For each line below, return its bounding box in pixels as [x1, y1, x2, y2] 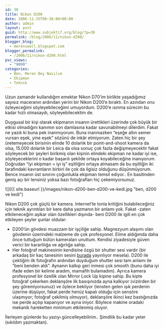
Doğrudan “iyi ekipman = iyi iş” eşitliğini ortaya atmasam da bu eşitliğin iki [5, 161, 154, 167]
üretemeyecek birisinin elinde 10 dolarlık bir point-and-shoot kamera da [5, 140, 149, 146]
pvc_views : [5, 58, 27, 62]
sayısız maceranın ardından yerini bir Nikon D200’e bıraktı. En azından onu [5, 99, 155, 105]
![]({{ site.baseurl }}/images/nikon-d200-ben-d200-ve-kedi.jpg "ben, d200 [5, 186, 157, 192]
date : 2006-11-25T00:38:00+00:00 [5, 16, 73, 21]
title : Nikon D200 [5, 12, 43, 17]
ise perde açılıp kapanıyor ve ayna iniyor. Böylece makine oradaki [12, 299, 144, 305]
